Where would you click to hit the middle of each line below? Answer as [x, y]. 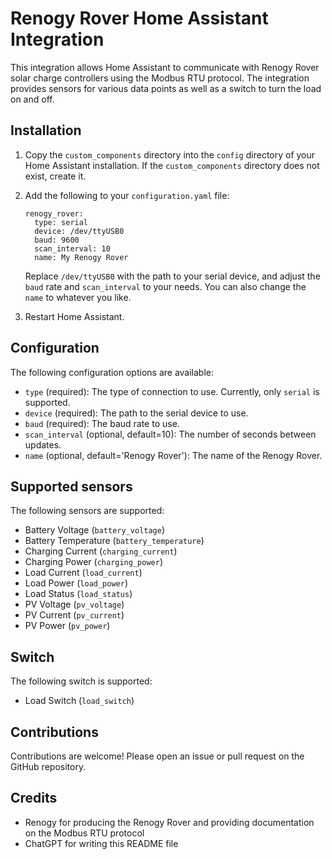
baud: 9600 [57, 240]
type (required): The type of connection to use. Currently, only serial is [172, 391]
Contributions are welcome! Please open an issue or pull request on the [157, 756]
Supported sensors [71, 486]
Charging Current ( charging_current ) [101, 551]
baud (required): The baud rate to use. [102, 423]
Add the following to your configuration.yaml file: [127, 195]
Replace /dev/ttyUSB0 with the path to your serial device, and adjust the [172, 276]
